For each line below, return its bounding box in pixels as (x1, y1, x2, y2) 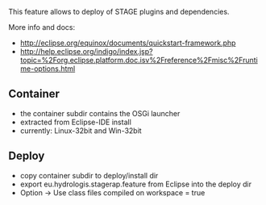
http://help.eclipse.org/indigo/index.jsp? (19, 47, 153, 56)
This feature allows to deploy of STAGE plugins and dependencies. (8, 7, 230, 16)
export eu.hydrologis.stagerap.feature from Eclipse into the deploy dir (19, 179, 252, 189)
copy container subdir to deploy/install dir (19, 170, 159, 180)
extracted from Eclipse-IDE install (19, 117, 131, 127)
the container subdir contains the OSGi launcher (19, 108, 181, 118)
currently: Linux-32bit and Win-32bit (19, 125, 143, 136)
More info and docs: (8, 23, 75, 31)
